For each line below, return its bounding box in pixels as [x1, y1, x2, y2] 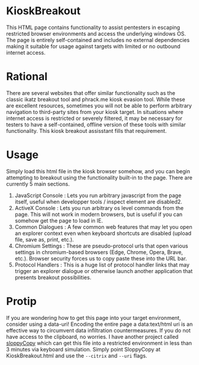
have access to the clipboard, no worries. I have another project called [6, 333, 179, 340]
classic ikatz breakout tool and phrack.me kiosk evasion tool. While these [6, 96, 185, 103]
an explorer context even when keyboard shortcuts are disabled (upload [14, 230, 192, 237]
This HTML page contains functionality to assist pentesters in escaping [6, 24, 180, 31]
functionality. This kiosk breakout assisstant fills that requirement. [6, 127, 167, 134]
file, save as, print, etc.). [14, 236, 74, 243]
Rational [6, 70, 48, 84]
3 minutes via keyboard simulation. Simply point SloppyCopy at [6, 345, 160, 353]
